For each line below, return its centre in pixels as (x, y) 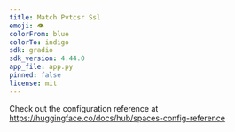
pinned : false (35, 75)
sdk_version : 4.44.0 (47, 58)
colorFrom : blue (39, 34)
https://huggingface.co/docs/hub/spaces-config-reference (117, 118)
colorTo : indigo (39, 42)
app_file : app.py (41, 67)
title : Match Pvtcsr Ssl (55, 17)
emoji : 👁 (27, 26)
